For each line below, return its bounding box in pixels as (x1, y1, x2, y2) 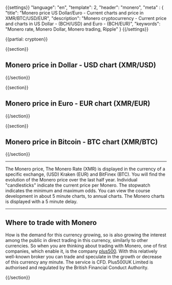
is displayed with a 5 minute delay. (5, 198, 78, 205)
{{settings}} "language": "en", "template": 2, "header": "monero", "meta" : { (5, 5, 164, 10)
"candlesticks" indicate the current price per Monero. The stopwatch (5, 182, 150, 189)
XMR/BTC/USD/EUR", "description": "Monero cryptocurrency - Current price (5, 15, 167, 21)
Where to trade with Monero (5, 218, 97, 227)
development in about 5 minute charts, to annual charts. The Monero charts (5, 193, 165, 199)
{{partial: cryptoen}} (5, 36, 48, 42)
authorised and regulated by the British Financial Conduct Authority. (5, 264, 148, 271)
